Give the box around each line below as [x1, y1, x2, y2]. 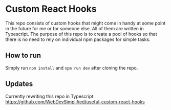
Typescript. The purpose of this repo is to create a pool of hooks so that [5, 31, 157, 37]
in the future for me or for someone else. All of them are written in [5, 25, 144, 31]
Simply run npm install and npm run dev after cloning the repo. [5, 64, 138, 71]
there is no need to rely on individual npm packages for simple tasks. [5, 36, 151, 42]
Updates [5, 80, 33, 89]
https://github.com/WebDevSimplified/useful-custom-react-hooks [5, 98, 145, 105]
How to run [5, 51, 41, 60]
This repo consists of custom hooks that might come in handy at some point [5, 20, 166, 26]
